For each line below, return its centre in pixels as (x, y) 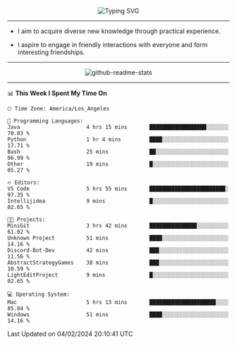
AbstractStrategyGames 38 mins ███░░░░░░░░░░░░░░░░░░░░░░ (118, 263)
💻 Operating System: (39, 294)
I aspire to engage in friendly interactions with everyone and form (113, 45)
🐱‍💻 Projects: (26, 220)
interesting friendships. (51, 52)
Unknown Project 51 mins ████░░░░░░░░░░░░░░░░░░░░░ (118, 238)
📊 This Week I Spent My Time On (57, 93)
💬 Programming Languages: (45, 121)
